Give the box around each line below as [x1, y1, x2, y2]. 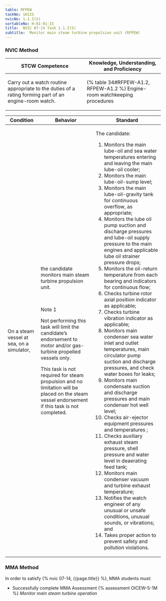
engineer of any [104, 501, 141, 508]
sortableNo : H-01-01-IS [5, 21, 54, 26]
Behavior [55, 117, 77, 124]
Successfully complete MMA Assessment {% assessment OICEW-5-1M [12, 585, 158, 591]
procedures [86, 98, 114, 105]
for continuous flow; [104, 284, 151, 291]
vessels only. [41, 355, 71, 361]
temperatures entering [104, 154, 156, 161]
